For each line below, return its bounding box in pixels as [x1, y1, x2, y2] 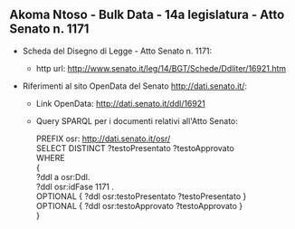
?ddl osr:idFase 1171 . [35, 181, 115, 192]
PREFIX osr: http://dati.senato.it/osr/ [35, 133, 171, 144]
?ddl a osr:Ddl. [35, 171, 90, 182]
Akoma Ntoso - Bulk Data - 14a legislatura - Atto [9, 7, 285, 23]
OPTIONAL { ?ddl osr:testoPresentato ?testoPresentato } [35, 190, 247, 202]
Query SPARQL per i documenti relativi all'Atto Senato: [35, 115, 238, 126]
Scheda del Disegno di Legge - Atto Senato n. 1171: [22, 45, 213, 56]
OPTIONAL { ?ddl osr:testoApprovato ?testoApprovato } [35, 200, 243, 211]
